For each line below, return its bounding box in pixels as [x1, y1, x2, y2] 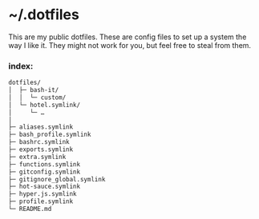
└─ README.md [8, 205, 52, 213]
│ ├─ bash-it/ [8, 86, 59, 94]
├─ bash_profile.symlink [8, 130, 91, 139]
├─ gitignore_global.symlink [8, 175, 106, 183]
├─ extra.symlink [8, 153, 67, 161]
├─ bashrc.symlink [8, 138, 70, 146]
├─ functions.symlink [8, 160, 81, 169]
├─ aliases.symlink [8, 123, 74, 131]
